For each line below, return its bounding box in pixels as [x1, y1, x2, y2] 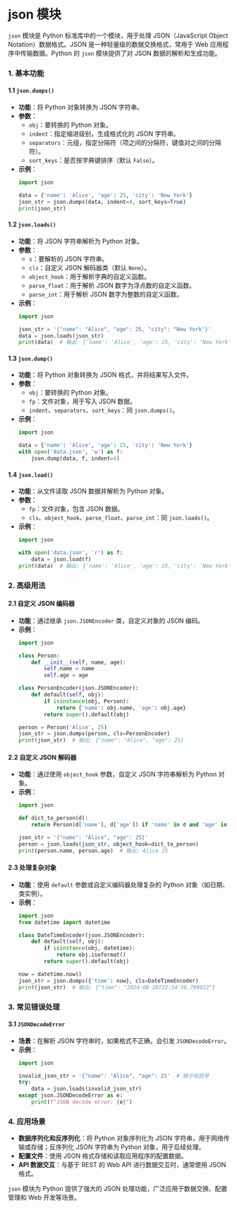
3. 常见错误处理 [8, 1002, 61, 1012]
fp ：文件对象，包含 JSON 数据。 [28, 505, 124, 513]
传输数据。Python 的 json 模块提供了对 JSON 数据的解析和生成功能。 [20, 49, 221, 57]
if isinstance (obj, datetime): [44, 945, 136, 952]
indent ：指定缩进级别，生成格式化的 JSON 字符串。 [28, 130, 180, 138]
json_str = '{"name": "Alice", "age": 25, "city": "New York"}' [18, 326, 212, 333]
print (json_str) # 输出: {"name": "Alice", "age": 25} [18, 737, 184, 744]
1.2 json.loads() [8, 220, 56, 229]
